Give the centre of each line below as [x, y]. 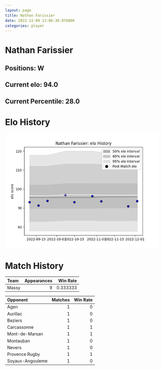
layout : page [18, 10]
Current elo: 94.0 [32, 85]
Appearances [38, 281]
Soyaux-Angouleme [27, 361]
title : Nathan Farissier [30, 15]
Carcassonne [20, 327]
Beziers [15, 320]
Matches [61, 300]
